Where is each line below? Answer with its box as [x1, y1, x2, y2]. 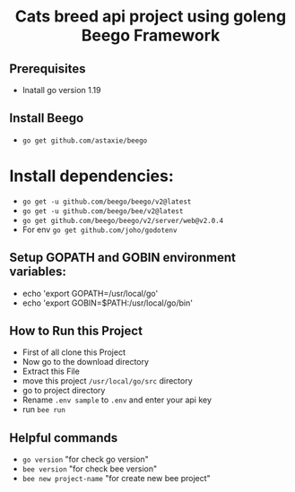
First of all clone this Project [22, 347, 126, 358]
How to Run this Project [9, 323, 143, 338]
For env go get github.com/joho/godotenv [22, 224, 178, 235]
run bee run [22, 404, 65, 415]
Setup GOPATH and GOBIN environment [9, 250, 236, 265]
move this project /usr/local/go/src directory [22, 375, 193, 386]
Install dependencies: [9, 166, 175, 186]
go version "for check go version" [22, 454, 150, 465]
